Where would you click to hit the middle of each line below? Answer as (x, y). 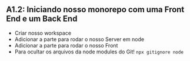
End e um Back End (42, 19)
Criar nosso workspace (43, 33)
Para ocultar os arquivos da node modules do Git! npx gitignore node (99, 52)
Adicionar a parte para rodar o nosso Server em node (79, 39)
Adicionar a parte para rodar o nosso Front (66, 45)
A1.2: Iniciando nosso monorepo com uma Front (95, 10)
